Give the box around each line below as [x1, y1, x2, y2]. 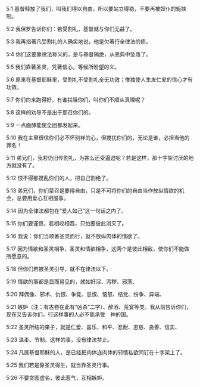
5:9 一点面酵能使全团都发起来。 [6, 122, 83, 128]
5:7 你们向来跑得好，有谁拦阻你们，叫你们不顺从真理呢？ [6, 96, 146, 103]
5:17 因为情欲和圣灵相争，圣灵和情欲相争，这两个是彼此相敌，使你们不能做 [6, 245, 189, 252]
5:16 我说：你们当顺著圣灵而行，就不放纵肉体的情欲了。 [6, 233, 143, 240]
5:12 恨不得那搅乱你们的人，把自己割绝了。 [6, 175, 112, 181]
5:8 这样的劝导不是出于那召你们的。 [6, 109, 94, 116]
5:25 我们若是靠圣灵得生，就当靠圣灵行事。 [6, 361, 113, 369]
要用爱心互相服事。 [21, 194, 69, 202]
